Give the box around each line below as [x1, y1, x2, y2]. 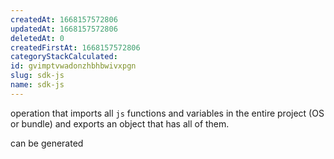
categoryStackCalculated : [10, 52, 118, 62]
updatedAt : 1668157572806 [10, 24, 118, 34]
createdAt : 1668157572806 [10, 14, 118, 25]
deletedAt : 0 [10, 33, 65, 43]
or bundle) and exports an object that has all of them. [10, 117, 230, 130]
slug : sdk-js [10, 71, 65, 81]
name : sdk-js [10, 80, 65, 90]
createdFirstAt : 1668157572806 [10, 42, 141, 53]
